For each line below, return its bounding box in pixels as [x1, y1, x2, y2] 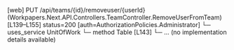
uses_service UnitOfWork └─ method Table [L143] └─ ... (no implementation [7, 28, 227, 36]
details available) [7, 35, 56, 44]
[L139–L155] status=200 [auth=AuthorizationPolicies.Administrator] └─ [7, 21, 212, 28]
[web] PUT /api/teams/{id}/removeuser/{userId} [7, 6, 146, 14]
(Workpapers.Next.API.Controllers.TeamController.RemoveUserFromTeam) [7, 13, 222, 22]
